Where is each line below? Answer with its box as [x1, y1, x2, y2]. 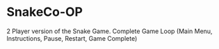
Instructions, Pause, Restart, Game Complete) [6, 34, 138, 42]
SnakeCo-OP [6, 4, 83, 20]
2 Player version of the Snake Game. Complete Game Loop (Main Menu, [6, 27, 213, 35]
